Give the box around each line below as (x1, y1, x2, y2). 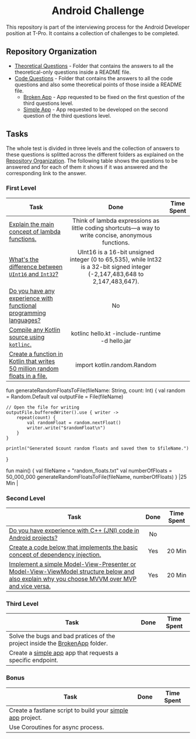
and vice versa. (9, 582, 51, 590)
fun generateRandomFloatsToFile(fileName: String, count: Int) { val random (6, 387, 185, 394)
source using (9, 333, 45, 341)
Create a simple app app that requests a (9, 649, 118, 657)
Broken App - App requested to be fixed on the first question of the (23, 93, 185, 100)
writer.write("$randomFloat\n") (27, 425, 106, 431)
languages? (9, 316, 41, 324)
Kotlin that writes (9, 357, 55, 365)
